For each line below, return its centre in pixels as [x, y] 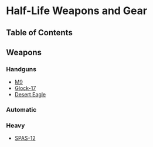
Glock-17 [25, 88]
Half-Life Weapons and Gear [77, 11]
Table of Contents [40, 33]
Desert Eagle [30, 95]
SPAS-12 [25, 138]
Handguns [21, 69]
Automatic [21, 110]
